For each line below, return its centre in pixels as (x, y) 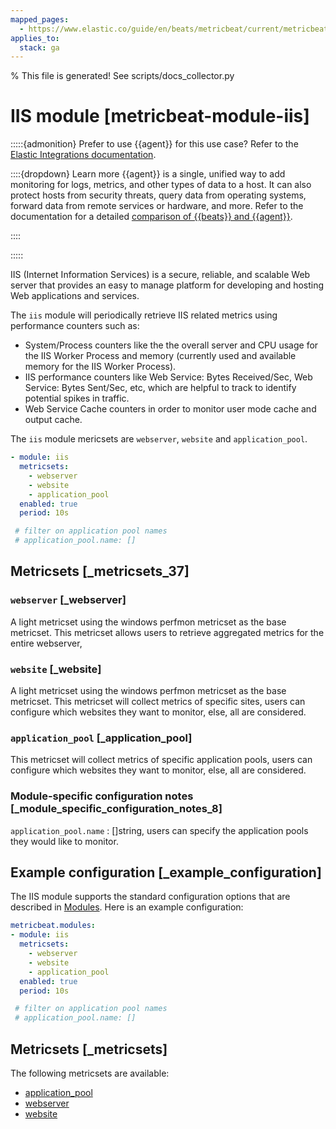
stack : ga (39, 47)
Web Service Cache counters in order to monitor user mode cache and (170, 409)
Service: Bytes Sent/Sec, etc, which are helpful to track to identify (160, 388)
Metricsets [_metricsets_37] (100, 571)
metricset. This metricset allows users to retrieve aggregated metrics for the (167, 632)
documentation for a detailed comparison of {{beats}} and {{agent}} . (151, 217)
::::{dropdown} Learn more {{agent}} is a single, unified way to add (148, 174)
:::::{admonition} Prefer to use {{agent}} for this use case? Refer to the (154, 144)
